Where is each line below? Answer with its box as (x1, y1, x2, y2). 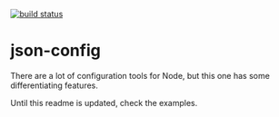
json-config (10, 41, 101, 61)
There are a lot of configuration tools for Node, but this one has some (10, 70, 271, 81)
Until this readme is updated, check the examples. (10, 97, 198, 108)
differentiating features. (10, 80, 99, 91)
